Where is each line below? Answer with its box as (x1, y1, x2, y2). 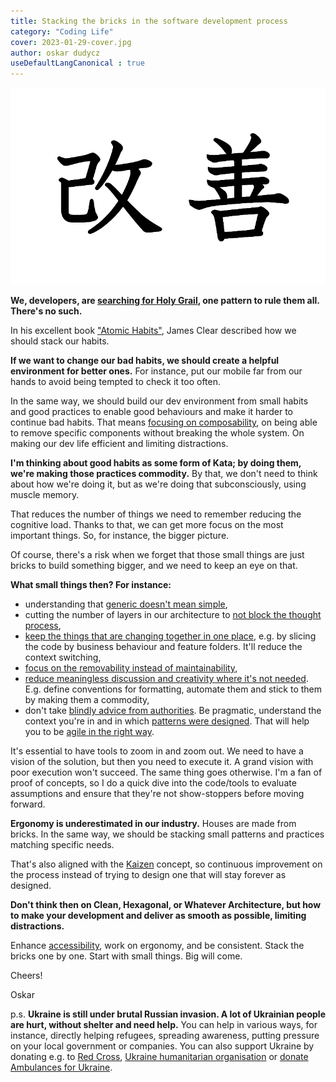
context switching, (24, 651, 102, 664)
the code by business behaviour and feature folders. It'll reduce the (24, 641, 303, 653)
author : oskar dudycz (10, 48, 101, 58)
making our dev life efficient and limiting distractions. (10, 438, 229, 450)
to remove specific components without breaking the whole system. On (10, 427, 305, 439)
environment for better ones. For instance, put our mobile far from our (10, 365, 303, 377)
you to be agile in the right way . (24, 726, 155, 738)
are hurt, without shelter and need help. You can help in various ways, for (10, 1019, 318, 1031)
